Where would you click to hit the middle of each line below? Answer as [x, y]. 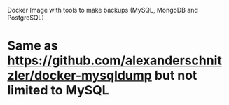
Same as [33, 46]
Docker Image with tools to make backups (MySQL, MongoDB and [103, 10]
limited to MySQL [58, 91]
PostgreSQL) [26, 17]
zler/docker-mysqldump [79, 76]
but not [176, 76]
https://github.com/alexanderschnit [115, 61]
